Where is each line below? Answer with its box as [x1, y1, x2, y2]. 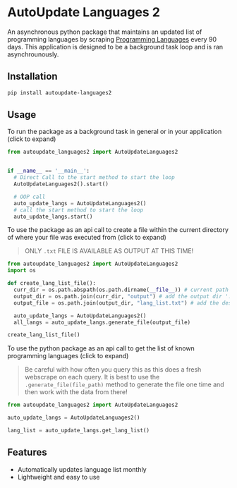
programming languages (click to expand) [7, 352, 129, 360]
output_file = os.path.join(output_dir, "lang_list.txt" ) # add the [13, 299, 219, 307]
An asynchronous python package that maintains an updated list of [7, 28, 202, 36]
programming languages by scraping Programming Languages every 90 [7, 35, 217, 43]
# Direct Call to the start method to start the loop [13, 174, 175, 181]
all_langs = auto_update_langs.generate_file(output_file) [13, 319, 191, 326]
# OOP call [13, 193, 46, 200]
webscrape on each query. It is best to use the [24, 373, 160, 382]
